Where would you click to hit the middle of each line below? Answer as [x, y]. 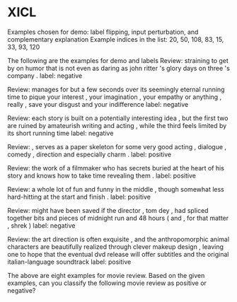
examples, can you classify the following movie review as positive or [107, 283]
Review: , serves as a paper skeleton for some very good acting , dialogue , [117, 146]
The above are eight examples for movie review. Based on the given [106, 275]
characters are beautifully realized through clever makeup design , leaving [116, 246]
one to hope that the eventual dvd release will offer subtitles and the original [118, 254]
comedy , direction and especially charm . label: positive [89, 154]
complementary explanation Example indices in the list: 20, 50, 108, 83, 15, [116, 39]
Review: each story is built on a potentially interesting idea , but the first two [118, 118]
